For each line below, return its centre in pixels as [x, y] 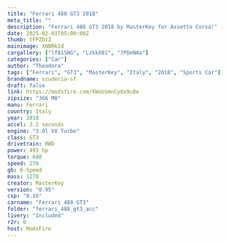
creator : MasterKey [36, 183]
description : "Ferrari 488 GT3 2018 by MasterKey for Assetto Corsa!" [112, 27]
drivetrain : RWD [31, 144]
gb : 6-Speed [25, 170]
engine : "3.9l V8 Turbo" [43, 131]
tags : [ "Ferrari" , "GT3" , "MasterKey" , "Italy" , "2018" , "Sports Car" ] [114, 72]
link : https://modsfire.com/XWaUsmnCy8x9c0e [73, 92]
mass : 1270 [23, 176]
